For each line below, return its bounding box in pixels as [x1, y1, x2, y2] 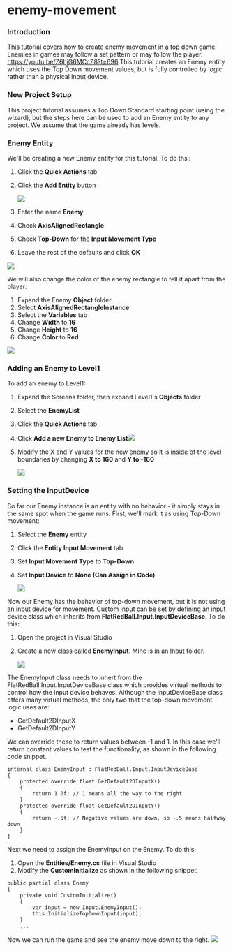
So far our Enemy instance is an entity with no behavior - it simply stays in [7, 501, 220, 510]
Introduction [7, 27, 50, 37]
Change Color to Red [17, 333, 79, 341]
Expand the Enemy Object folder [17, 296, 112, 304]
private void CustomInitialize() [20, 892, 117, 899]
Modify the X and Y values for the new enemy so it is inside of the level [17, 448, 222, 456]
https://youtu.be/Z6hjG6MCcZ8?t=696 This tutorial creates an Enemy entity [7, 58, 225, 66]
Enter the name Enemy [17, 208, 84, 216]
